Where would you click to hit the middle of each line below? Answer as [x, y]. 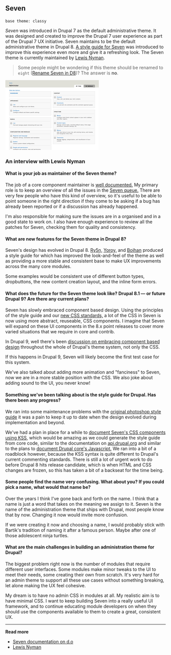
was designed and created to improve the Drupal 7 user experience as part [84, 36]
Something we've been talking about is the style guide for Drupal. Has [81, 395]
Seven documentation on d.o [43, 641]
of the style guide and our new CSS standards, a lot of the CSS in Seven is [83, 316]
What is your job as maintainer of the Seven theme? [61, 173]
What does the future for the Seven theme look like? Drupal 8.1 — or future [85, 293]
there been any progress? [33, 400]
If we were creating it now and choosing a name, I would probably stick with [85, 525]
